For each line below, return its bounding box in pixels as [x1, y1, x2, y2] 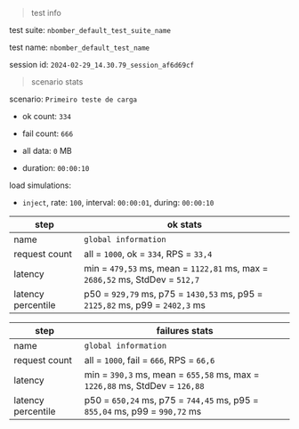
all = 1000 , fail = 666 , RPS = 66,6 [84, 354, 215, 366]
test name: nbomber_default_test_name [9, 42, 150, 53]
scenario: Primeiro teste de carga [9, 93, 138, 104]
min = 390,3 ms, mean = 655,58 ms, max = [84, 368, 260, 381]
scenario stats [30, 77, 84, 87]
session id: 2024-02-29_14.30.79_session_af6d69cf [9, 60, 194, 69]
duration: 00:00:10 [21, 163, 90, 173]
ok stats [167, 218, 203, 231]
